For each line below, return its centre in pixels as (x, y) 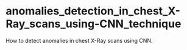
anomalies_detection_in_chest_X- (93, 11)
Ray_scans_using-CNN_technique (94, 24)
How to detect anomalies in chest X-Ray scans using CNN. (79, 40)
